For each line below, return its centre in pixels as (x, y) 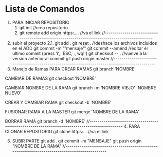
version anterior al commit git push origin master (61, 58)
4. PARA (132, 126)
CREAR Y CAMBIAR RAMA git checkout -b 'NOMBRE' (58, 102)
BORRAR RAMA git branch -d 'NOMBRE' (45, 121)
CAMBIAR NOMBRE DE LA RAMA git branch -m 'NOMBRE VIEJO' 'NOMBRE (81, 87)
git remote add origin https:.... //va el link (60, 33)
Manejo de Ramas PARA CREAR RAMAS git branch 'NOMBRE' (74, 69)
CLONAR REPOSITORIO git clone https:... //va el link (57, 131)
